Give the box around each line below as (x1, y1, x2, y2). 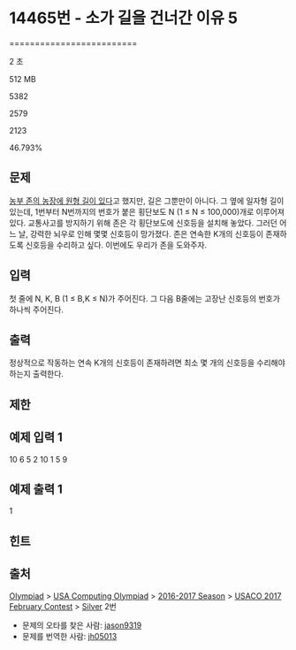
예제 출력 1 (9, 481, 64, 496)
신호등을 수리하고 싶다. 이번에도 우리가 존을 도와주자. (25, 240, 208, 250)
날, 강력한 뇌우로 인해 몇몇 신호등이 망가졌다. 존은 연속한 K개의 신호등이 (18, 228, 264, 239)
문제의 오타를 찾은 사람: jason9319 (21, 620, 142, 631)
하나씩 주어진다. (9, 304, 65, 315)
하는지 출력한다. (9, 369, 65, 379)
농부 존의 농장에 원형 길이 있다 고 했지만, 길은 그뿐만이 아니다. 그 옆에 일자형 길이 (9, 195, 285, 206)
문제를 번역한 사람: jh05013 (21, 631, 118, 641)
